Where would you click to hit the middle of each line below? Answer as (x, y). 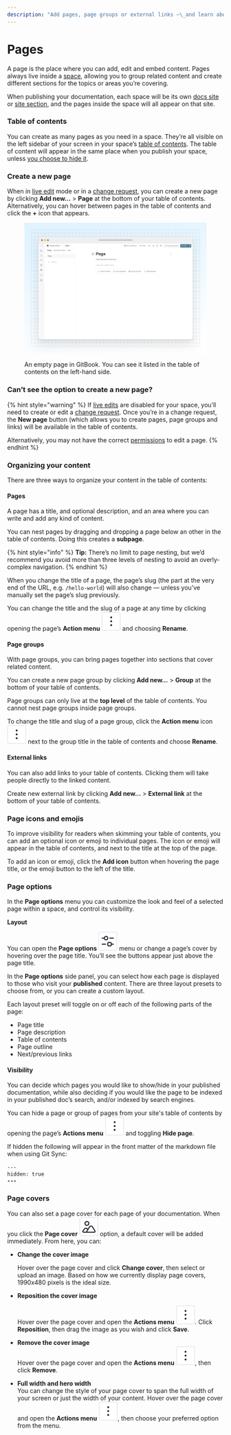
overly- (209, 560)
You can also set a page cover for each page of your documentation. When (113, 1213)
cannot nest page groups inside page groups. (71, 708)
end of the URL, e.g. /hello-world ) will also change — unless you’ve (104, 587)
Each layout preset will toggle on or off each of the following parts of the (110, 1004)
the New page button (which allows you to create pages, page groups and (112, 419)
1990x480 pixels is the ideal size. (64, 1282)
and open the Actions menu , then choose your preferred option (118, 1418)
